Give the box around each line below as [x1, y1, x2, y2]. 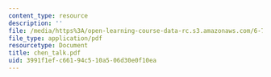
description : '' [8, 19, 63, 27]
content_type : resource [8, 11, 89, 20]
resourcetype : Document [8, 42, 89, 50]
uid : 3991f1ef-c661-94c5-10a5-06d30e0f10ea [8, 57, 157, 65]
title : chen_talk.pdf [8, 49, 81, 57]
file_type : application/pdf [8, 34, 103, 43]
